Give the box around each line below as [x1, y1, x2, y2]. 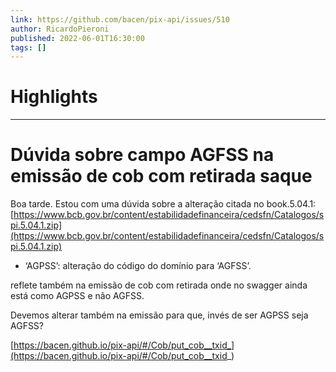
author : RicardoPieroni [10, 24, 110, 34]
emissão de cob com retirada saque [10, 165, 313, 188]
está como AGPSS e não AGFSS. [10, 290, 145, 302]
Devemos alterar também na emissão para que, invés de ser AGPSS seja [10, 309, 309, 321]
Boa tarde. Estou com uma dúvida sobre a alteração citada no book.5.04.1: [10, 198, 317, 210]
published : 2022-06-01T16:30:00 [10, 33, 145, 43]
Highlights [10, 86, 98, 108]
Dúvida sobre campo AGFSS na [10, 144, 275, 166]
